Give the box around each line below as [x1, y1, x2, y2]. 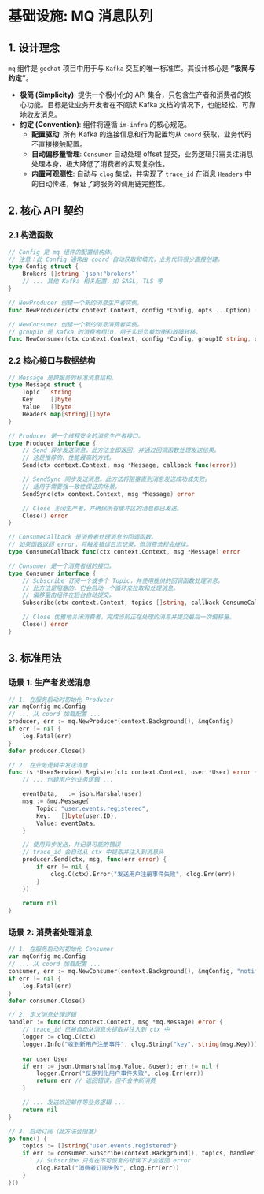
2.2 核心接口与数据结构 [8, 356, 96, 367]
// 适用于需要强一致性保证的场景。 [22, 483, 121, 491]
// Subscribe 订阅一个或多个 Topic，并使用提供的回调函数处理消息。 [22, 576, 224, 584]
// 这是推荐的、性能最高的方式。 [22, 454, 115, 462]
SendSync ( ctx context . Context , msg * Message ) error [22, 490, 195, 498]
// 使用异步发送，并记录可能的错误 [22, 841, 121, 849]
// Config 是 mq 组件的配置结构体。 [8, 248, 116, 256]
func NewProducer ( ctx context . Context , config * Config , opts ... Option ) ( [8, 306, 258, 314]
